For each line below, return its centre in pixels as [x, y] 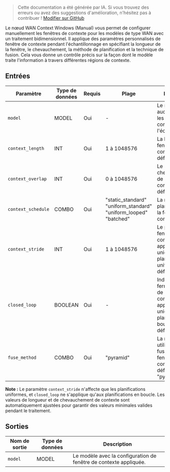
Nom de [19, 441]
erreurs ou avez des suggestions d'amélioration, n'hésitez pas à [84, 13]
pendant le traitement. [28, 411]
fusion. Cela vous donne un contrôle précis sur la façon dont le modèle [79, 55]
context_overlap [27, 179]
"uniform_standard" [129, 206]
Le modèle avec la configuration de [115, 456]
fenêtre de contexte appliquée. [109, 462]
